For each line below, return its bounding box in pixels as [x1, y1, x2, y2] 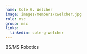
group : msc [5, 21, 28, 26]
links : [5, 26, 19, 31]
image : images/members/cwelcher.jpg [5, 12, 82, 17]
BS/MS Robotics [5, 44, 39, 50]
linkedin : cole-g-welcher [10, 30, 64, 35]
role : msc [5, 16, 26, 21]
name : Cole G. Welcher [5, 7, 53, 12]
